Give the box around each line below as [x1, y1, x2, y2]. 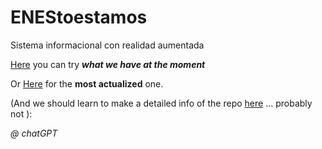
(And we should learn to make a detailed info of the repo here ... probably [10, 97, 313, 109]
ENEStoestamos [10, 6, 148, 29]
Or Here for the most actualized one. [10, 77, 164, 90]
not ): [10, 107, 33, 120]
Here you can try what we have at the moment [10, 58, 206, 70]
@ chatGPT [10, 127, 58, 139]
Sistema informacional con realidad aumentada [10, 39, 205, 51]
